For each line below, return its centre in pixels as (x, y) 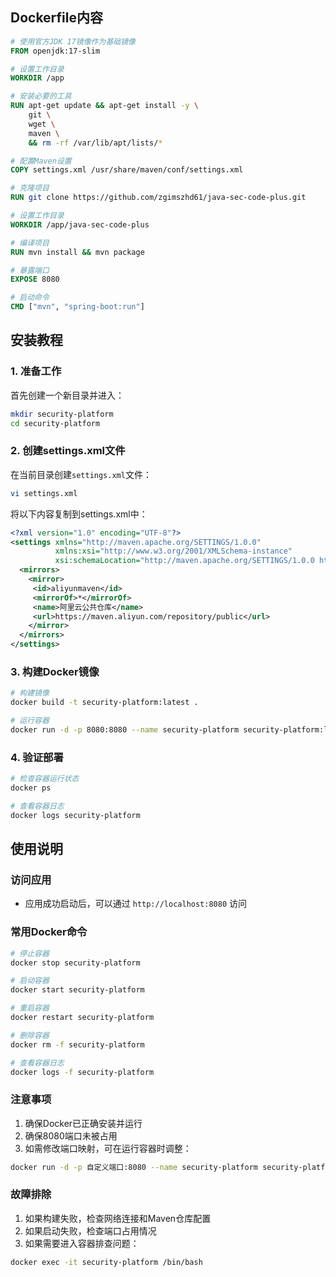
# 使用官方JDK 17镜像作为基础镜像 (73, 41)
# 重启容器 (30, 1008)
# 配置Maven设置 (41, 161)
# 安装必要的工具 (41, 96)
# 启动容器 (30, 981)
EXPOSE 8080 (35, 279)
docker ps (31, 788)
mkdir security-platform (62, 414)
